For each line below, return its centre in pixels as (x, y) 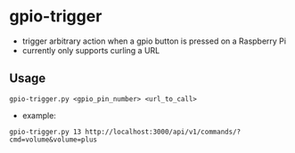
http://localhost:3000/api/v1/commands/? (163, 132)
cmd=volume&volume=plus (53, 140)
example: (39, 115)
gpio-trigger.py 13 (45, 132)
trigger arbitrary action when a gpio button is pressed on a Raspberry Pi (154, 41)
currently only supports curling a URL (91, 50)
